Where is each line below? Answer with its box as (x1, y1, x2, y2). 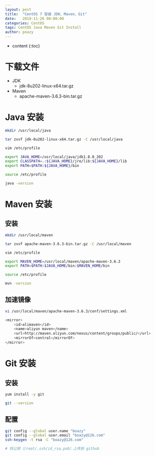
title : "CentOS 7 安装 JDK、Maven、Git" (5, 12, 87, 16)
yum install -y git (5, 391, 45, 397)
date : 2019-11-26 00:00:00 (5, 16, 64, 21)
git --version (5, 401, 34, 406)
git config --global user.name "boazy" (5, 428, 86, 433)
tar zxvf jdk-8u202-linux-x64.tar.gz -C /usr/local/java (5, 137, 123, 142)
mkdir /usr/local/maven (5, 232, 53, 238)
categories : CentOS (5, 20, 45, 26)
